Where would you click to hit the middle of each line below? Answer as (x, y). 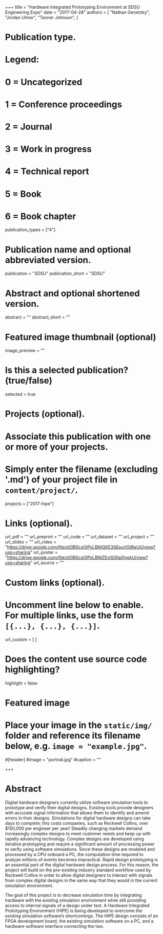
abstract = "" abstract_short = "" (38, 317)
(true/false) (29, 381)
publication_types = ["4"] (30, 230)
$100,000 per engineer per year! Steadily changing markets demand (74, 828)
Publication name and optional (68, 250)
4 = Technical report (47, 171)
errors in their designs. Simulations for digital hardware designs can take (78, 818)
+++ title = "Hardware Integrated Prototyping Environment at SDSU (72, 7)
